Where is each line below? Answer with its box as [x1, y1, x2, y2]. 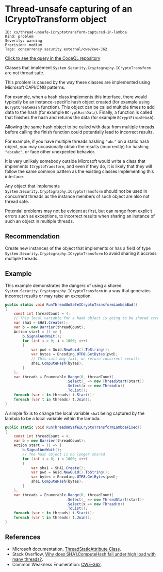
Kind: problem [5, 34, 34, 39]
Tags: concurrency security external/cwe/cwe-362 [5, 47, 108, 51]
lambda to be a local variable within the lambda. [5, 415, 101, 421]
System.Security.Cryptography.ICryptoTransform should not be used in [5, 188, 147, 194]
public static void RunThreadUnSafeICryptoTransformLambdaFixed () [5, 425, 142, 430]
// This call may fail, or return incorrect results [31, 356, 140, 361]
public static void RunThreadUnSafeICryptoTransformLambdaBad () [5, 302, 138, 307]
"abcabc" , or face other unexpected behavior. [5, 149, 96, 154]
